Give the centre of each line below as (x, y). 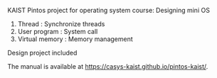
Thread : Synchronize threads (61, 24)
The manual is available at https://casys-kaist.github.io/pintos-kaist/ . (108, 66)
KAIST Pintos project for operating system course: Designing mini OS (108, 10)
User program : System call (58, 32)
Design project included (42, 53)
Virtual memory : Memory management (75, 39)
